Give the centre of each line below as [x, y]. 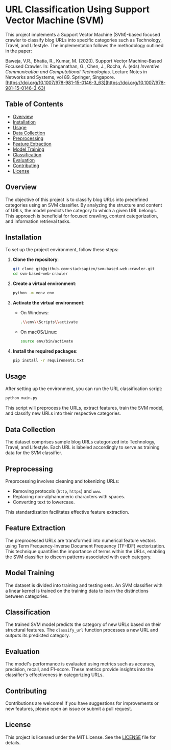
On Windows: [34, 313]
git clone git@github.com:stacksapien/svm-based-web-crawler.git [83, 269]
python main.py [21, 398]
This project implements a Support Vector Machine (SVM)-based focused [83, 34]
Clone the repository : [36, 259]
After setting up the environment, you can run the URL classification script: [84, 389]
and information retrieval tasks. [38, 221]
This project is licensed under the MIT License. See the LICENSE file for [81, 737]
